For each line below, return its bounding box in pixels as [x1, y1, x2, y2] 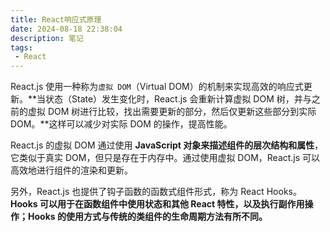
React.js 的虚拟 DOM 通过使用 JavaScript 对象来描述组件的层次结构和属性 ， [10, 139, 324, 151]
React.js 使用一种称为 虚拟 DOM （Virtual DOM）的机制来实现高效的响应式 [10, 81, 304, 93]
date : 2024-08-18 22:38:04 [10, 24, 123, 34]
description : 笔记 [10, 33, 84, 43]
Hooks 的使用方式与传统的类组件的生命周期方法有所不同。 [27, 211, 268, 223]
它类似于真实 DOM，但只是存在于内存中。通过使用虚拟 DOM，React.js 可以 [10, 152, 321, 164]
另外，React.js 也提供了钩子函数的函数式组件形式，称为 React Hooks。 [10, 186, 302, 198]
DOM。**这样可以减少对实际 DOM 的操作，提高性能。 [10, 118, 233, 130]
